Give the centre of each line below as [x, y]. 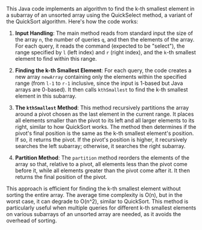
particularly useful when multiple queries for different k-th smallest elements [101, 208]
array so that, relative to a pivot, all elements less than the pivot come [101, 164]
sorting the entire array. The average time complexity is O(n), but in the [94, 195]
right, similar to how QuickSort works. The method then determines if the [106, 127]
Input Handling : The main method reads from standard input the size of [104, 33]
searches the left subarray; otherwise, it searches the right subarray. [100, 146]
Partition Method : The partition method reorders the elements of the [102, 158]
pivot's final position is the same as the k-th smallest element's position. [104, 133]
